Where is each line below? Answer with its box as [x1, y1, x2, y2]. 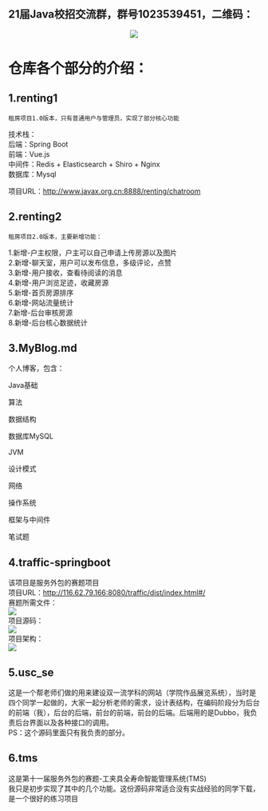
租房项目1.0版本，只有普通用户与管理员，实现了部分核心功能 [8, 114, 179, 122]
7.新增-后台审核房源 [8, 307, 73, 318]
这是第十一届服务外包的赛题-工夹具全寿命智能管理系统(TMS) [8, 773, 207, 783]
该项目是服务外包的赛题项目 [8, 578, 100, 588]
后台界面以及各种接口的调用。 [14, 718, 113, 728]
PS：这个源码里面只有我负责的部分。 [8, 728, 129, 737]
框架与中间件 [8, 515, 50, 525]
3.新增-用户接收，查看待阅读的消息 [8, 267, 123, 278]
